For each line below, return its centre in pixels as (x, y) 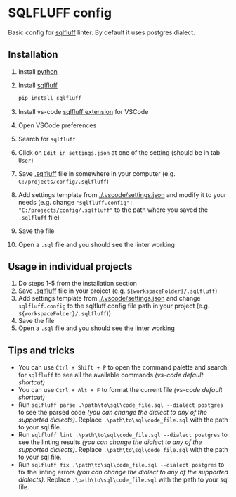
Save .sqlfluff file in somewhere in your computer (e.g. (97, 173)
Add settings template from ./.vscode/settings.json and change (109, 298)
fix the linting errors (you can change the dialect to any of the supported (123, 472)
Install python (38, 71)
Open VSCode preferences (57, 125)
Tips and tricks (41, 350)
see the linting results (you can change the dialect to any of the (110, 442)
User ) (26, 160)
